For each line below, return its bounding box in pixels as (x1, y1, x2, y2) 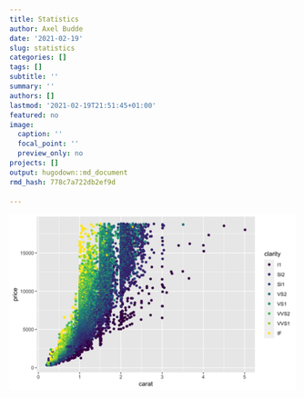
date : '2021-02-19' (9, 34, 84, 43)
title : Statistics (9, 15, 79, 24)
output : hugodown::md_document (9, 168, 128, 177)
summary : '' (9, 82, 55, 91)
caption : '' (17, 130, 64, 139)
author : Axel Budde (9, 24, 84, 34)
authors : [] (9, 91, 55, 100)
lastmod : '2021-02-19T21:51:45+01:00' (9, 101, 157, 110)
